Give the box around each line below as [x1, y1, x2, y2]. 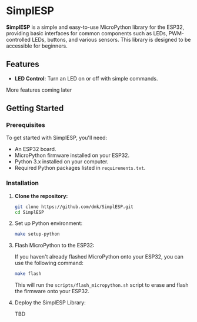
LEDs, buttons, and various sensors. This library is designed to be [32, 36, 191, 43]
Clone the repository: [14, 192, 68, 199]
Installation [6, 179, 39, 187]
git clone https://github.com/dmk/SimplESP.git [14, 204, 133, 210]
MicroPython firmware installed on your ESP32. [14, 152, 130, 159]
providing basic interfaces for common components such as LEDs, [6, 29, 168, 36]
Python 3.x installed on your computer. [14, 158, 109, 165]
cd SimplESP [14, 209, 44, 215]
